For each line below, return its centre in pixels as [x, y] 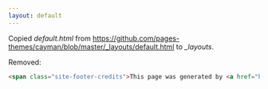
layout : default [35, 15]
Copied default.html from [50, 38]
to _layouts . [195, 46]
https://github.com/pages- [136, 38]
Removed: [25, 62]
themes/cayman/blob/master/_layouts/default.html [91, 46]
